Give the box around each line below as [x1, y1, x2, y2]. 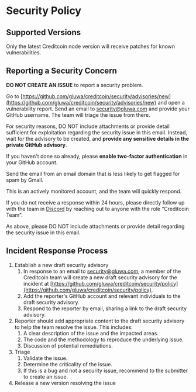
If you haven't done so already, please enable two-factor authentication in [6, 152, 188, 159]
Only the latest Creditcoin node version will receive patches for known [6, 43, 176, 50]
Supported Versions [6, 27, 81, 37]
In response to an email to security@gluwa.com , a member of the [23, 268, 181, 275]
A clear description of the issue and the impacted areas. [23, 329, 159, 337]
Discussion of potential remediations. [23, 342, 113, 349]
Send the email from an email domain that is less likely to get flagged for [6, 170, 180, 177]
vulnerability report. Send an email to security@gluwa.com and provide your [6, 105, 190, 112]
